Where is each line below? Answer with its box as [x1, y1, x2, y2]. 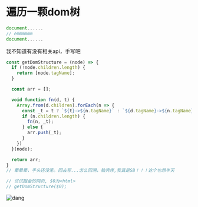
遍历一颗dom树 [6, 5, 81, 19]
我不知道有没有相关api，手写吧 [6, 48, 81, 55]
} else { [21, 124, 44, 130]
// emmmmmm [6, 31, 33, 36]
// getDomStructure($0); [6, 183, 67, 190]
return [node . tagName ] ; [16, 70, 75, 76]
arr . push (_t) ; [27, 130, 62, 136]
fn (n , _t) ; [27, 119, 54, 125]
